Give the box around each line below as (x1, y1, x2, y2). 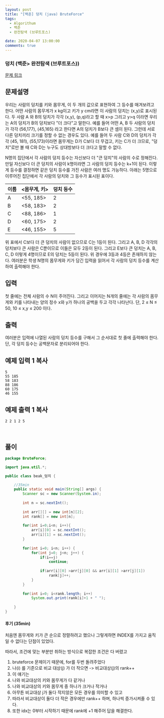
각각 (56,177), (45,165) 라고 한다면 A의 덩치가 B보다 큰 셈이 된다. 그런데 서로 (10, 126, 155, 132)
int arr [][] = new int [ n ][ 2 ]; (22, 509, 84, 515)
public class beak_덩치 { (5, 474, 56, 479)
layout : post (5, 7, 32, 12)
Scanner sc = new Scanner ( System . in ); (22, 491, 102, 497)
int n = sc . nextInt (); (22, 500, 69, 505)
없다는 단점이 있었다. (15, 638, 55, 644)
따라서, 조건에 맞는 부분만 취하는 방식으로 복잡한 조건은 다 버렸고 (5, 649, 128, 655)
